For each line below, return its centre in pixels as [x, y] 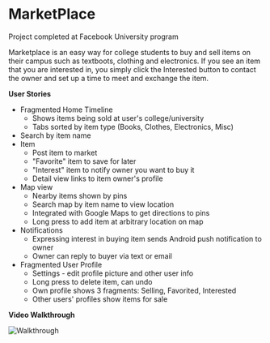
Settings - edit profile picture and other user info [113, 273]
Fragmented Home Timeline [66, 109]
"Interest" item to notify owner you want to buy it [113, 169]
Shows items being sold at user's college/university [118, 118]
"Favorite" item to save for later [84, 161]
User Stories [30, 93]
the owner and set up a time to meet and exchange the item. [108, 78]
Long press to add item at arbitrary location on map [118, 221]
